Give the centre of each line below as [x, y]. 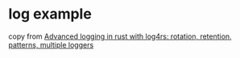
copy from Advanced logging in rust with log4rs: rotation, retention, [120, 36]
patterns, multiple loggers [51, 44]
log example [50, 14]
